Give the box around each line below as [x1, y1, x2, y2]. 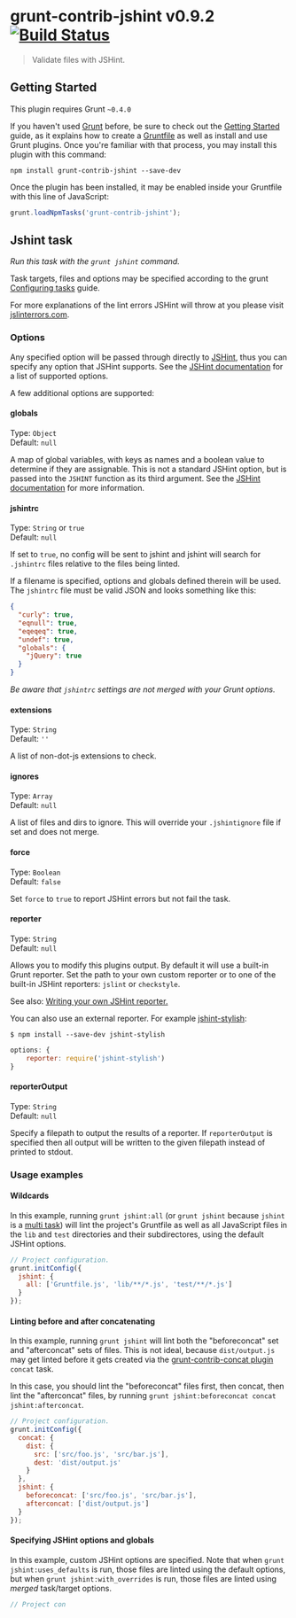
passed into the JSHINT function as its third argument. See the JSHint [10, 472, 261, 484]
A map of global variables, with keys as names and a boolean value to [10, 454, 265, 464]
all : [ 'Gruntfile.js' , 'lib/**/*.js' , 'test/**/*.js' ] [26, 1280, 233, 1289]
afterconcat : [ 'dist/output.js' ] [26, 1499, 150, 1508]
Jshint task [10, 233, 74, 248]
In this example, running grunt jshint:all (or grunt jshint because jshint [10, 1210, 285, 1220]
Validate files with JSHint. [31, 54, 126, 65]
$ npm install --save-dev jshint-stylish [10, 1030, 166, 1038]
